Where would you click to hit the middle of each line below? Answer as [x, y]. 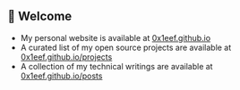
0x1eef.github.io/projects [66, 57]
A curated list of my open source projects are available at [126, 47]
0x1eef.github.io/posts [61, 76]
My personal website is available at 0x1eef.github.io [116, 37]
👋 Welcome [40, 16]
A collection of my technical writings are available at [116, 66]
